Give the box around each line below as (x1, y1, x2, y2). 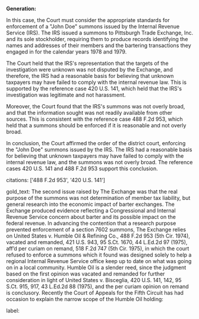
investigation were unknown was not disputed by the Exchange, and (6, 66, 173, 73)
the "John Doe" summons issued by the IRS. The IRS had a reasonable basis (6, 146, 192, 153)
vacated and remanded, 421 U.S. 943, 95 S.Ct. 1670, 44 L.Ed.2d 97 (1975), (6, 239, 188, 246)
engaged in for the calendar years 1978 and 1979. (6, 48, 127, 55)
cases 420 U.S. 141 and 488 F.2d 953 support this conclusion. (6, 165, 159, 172)
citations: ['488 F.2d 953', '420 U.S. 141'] (6, 177, 106, 183)
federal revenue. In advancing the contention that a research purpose (6, 220, 176, 227)
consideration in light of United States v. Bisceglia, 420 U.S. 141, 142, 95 (6, 277, 182, 283)
